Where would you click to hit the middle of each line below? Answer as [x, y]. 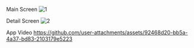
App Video [19, 32]
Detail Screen [23, 21]
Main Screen [22, 9]
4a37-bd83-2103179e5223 [40, 39]
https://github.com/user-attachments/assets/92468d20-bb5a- [110, 32]
